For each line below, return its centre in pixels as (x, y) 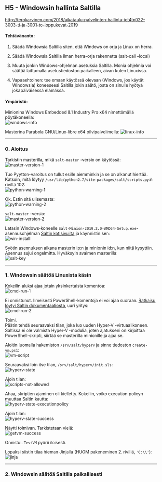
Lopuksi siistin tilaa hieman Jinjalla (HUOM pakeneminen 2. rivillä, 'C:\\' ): (79, 452)
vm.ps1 (12, 350)
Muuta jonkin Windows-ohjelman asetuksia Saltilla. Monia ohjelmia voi (81, 65)
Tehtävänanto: (20, 36)
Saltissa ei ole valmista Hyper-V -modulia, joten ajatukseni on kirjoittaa (75, 330)
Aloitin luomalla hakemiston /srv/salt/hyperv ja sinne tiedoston (68, 345)
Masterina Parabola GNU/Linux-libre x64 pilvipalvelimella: (62, 132)
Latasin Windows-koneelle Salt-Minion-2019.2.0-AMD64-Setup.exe (71, 228)
